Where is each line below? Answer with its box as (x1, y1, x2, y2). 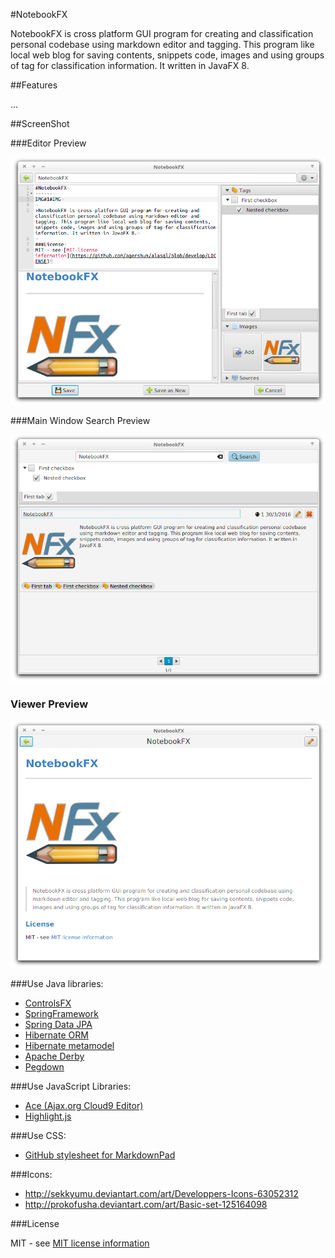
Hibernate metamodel (24, 1040, 115, 1052)
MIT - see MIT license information (10, 1237, 150, 1249)
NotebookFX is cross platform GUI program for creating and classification (10, 28, 314, 39)
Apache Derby (24, 1050, 85, 1063)
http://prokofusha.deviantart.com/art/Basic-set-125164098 (24, 1199, 268, 1211)
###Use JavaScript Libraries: (10, 1080, 132, 1093)
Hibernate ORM (24, 1029, 89, 1041)
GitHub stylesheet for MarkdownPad (24, 1149, 176, 1161)
